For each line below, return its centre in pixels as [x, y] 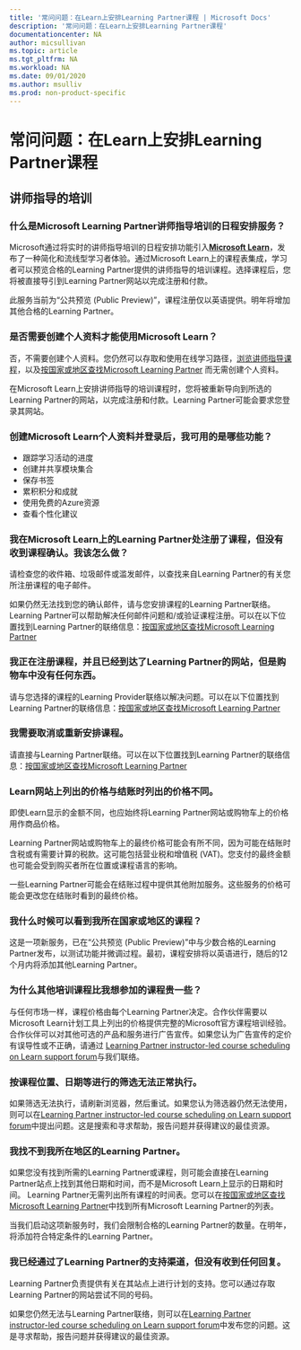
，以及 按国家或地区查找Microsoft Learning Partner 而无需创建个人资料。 [150, 369]
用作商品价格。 [37, 824]
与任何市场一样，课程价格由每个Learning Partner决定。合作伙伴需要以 [138, 1011]
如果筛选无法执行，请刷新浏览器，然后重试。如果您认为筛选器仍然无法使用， [150, 1103]
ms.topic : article [43, 51]
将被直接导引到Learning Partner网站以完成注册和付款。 [111, 281]
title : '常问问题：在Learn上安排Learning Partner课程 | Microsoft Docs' [140, 18]
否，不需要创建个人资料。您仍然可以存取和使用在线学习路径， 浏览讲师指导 [146, 358]
